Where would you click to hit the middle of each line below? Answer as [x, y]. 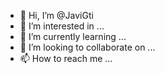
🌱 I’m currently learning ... [73, 36]
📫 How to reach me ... [66, 58]
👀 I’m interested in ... [62, 26]
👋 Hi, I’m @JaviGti [56, 15]
